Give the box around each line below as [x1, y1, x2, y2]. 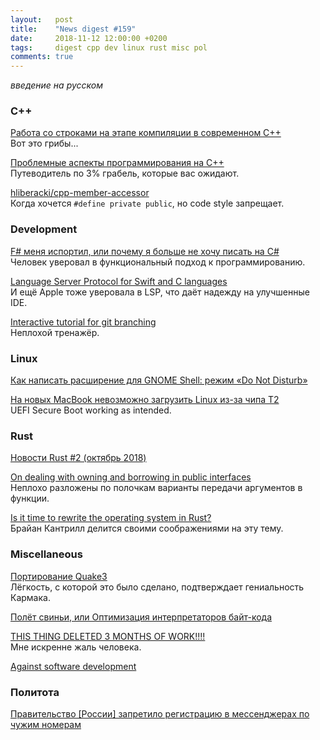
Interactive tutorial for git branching [10, 316, 157, 328]
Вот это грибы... [10, 137, 79, 150]
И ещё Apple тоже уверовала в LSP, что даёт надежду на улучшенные [10, 286, 310, 298]
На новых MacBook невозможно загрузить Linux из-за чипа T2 [10, 394, 280, 406]
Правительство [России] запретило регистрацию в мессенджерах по [10, 707, 310, 720]
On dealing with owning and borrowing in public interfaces [10, 471, 252, 483]
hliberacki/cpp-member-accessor [10, 187, 150, 199]
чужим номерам [10, 718, 82, 730]
